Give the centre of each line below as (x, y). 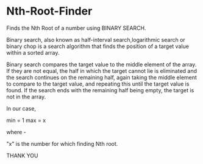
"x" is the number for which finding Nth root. (62, 143)
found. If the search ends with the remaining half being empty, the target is (100, 90)
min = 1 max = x (26, 120)
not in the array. (26, 97)
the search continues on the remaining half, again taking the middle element (101, 77)
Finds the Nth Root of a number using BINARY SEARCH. (76, 28)
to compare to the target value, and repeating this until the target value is (98, 84)
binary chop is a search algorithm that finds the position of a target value (98, 46)
